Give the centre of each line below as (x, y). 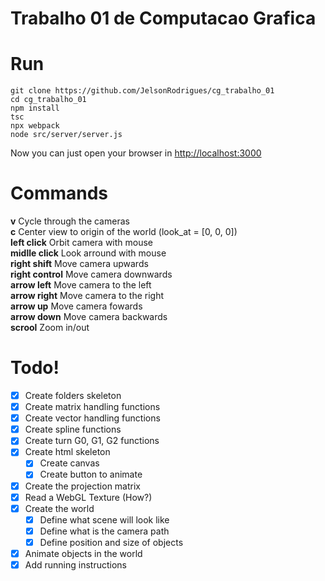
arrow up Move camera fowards (76, 306)
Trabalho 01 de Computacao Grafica (163, 18)
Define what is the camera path (104, 531)
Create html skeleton (67, 452)
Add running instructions (76, 564)
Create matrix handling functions (92, 407)
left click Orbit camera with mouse (82, 243)
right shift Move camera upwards (79, 264)
